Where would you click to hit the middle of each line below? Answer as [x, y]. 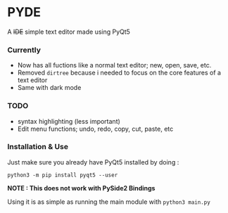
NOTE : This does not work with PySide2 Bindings [81, 188]
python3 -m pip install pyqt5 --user [63, 175]
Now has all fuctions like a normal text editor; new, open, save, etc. [114, 65]
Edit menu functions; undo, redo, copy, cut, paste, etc [95, 129]
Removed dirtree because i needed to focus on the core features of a [119, 73]
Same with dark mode [49, 88]
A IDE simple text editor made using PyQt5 [69, 32]
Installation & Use [38, 147]
